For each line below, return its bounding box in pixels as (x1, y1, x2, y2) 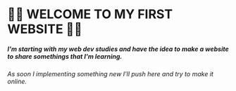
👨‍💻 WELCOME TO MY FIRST (7, 6, 173, 22)
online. (7, 77, 27, 86)
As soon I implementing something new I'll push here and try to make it (7, 70, 213, 78)
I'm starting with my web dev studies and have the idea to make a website (7, 45, 229, 53)
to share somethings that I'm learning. (7, 52, 123, 60)
